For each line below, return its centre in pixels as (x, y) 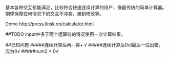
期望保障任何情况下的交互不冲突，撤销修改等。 (55, 14)
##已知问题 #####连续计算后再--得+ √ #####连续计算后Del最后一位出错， (84, 45)
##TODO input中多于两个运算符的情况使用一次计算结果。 (65, 34)
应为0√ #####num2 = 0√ (32, 51)
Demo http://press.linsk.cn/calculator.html (49, 24)
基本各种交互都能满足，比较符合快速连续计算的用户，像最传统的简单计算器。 (86, 7)
